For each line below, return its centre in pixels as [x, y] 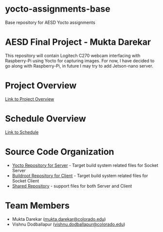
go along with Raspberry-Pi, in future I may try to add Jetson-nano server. [79, 66]
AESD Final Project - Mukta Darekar [78, 42]
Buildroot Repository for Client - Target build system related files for [80, 176]
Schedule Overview [45, 119]
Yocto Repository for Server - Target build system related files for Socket [85, 165]
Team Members [37, 205]
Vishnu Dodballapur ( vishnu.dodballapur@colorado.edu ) [69, 224]
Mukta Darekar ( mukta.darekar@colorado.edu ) [59, 219]
